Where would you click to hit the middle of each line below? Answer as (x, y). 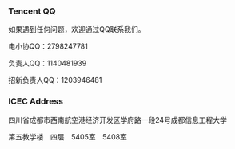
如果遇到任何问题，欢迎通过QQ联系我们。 (77, 29)
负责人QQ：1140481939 (48, 63)
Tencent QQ (32, 11)
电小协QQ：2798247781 (48, 46)
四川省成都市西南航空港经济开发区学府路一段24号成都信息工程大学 (118, 120)
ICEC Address (36, 101)
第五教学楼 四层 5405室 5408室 (68, 136)
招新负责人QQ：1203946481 (55, 80)
